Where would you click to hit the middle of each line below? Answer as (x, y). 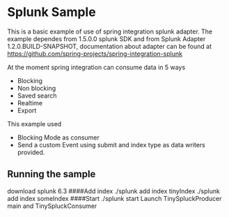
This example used (34, 124)
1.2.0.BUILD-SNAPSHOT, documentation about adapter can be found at (110, 46)
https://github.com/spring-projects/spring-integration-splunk (95, 54)
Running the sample (52, 174)
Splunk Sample (52, 12)
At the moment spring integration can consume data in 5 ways (96, 67)
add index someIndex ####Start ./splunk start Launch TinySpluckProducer (114, 198)
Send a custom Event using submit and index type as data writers (111, 144)
